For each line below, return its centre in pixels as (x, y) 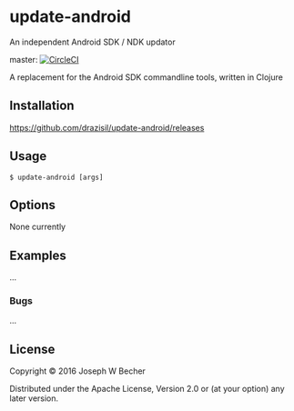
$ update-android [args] (56, 177)
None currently (38, 227)
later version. (34, 398)
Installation (42, 106)
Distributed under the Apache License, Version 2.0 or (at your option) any (147, 389)
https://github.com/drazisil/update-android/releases (107, 127)
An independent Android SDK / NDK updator (92, 42)
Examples (38, 255)
